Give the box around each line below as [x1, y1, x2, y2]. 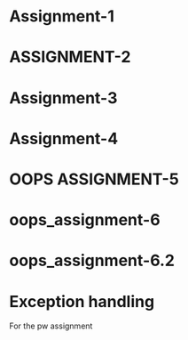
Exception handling [9, 291, 155, 312]
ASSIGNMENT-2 [9, 47, 131, 68]
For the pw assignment [9, 320, 93, 331]
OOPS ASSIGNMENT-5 [9, 169, 179, 189]
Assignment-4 [9, 128, 119, 149]
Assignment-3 [9, 87, 118, 108]
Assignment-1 [9, 6, 115, 27]
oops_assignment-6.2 [9, 251, 176, 271]
